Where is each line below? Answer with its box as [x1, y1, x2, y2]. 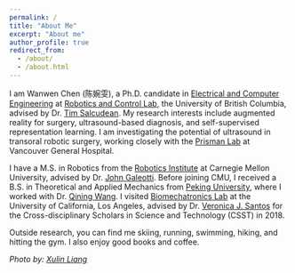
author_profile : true [9, 37, 90, 47]
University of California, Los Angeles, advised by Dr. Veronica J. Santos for [9, 200, 283, 211]
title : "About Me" [9, 21, 77, 30]
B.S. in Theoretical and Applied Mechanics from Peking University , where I [9, 181, 282, 192]
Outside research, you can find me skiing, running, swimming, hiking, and [9, 227, 278, 237]
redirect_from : [9, 46, 66, 55]
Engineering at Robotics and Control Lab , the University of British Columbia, [9, 98, 287, 108]
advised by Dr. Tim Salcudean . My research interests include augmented [9, 108, 275, 118]
